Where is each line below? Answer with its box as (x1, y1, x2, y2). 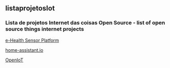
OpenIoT (5, 57, 24, 63)
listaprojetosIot (5, 4, 55, 13)
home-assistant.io (5, 47, 44, 53)
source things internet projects (5, 25, 84, 32)
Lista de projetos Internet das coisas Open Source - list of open (5, 19, 165, 26)
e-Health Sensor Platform (5, 37, 59, 43)
